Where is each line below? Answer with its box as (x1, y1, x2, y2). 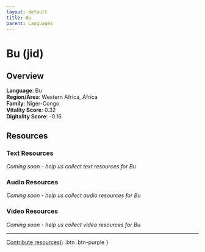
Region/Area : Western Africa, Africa (6, 93, 98, 101)
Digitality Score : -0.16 (6, 113, 62, 120)
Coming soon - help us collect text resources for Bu (6, 163, 136, 170)
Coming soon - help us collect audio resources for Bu (6, 192, 142, 199)
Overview (6, 71, 45, 81)
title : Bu (6, 15, 32, 21)
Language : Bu (6, 87, 43, 95)
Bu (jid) (6, 46, 44, 60)
